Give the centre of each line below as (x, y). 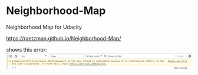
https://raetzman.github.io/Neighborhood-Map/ (64, 38)
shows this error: (27, 50)
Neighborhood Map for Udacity (44, 27)
